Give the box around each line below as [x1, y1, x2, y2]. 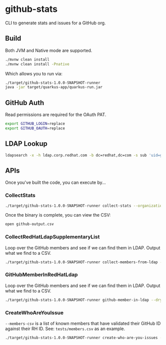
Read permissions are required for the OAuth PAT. [5, 112, 106, 117]
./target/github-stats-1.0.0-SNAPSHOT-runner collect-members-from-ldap [5, 259, 158, 265]
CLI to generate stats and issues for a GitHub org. [5, 20, 106, 26]
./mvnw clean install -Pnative [5, 61, 70, 66]
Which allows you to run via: [5, 70, 63, 76]
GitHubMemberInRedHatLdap [5, 271, 78, 278]
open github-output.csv [5, 222, 54, 227]
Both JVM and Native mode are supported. [5, 47, 92, 53]
